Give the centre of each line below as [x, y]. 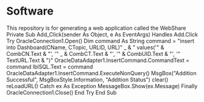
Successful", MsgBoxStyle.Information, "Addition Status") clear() [87, 80]
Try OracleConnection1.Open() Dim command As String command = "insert [100, 41]
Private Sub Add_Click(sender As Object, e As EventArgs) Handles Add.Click [102, 34]
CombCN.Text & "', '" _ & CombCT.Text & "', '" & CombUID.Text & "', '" [93, 53]
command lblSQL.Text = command [50, 66]
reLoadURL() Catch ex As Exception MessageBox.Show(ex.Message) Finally [102, 86]
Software [30, 11]
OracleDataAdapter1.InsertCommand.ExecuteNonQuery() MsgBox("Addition [101, 73]
